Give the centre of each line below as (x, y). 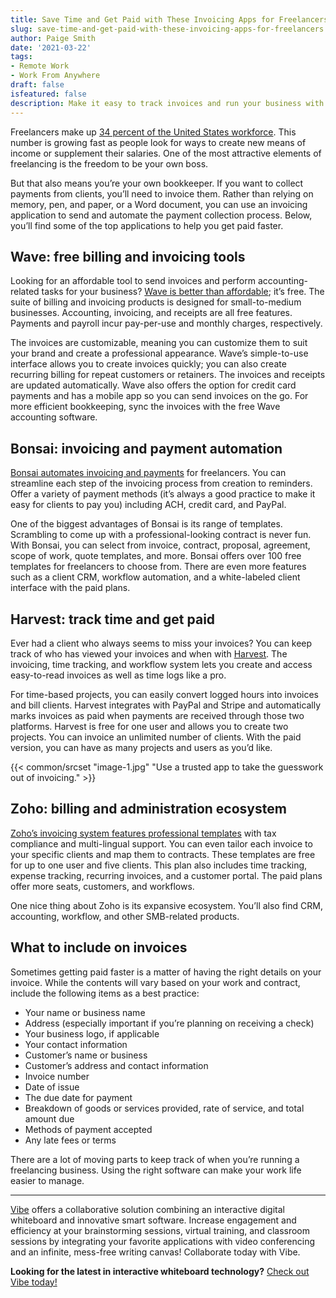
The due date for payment (78, 1097)
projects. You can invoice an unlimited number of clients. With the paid (156, 737)
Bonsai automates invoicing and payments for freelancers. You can (148, 473)
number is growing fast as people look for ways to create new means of (158, 142)
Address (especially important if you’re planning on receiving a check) (169, 1023)
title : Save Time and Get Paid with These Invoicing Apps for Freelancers (169, 19)
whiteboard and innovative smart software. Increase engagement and (153, 1220)
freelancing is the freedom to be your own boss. (109, 163)
